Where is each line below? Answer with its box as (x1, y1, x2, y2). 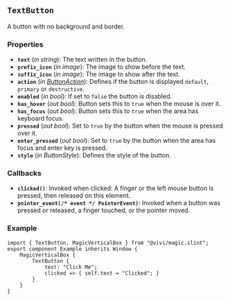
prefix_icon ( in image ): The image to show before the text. (17, 62, 186, 71)
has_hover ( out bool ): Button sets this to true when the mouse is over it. (17, 100, 221, 108)
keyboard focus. (17, 114, 64, 123)
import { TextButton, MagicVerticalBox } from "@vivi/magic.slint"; (7, 239, 209, 246)
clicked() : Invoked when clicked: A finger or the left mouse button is (17, 184, 214, 193)
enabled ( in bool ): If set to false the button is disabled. (17, 92, 172, 101)
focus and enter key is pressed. (17, 144, 107, 152)
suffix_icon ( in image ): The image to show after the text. (17, 70, 180, 78)
